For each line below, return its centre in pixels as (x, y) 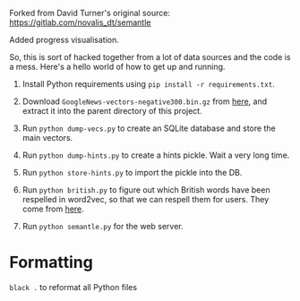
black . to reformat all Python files (73, 287)
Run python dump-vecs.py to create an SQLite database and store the (149, 128)
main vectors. (47, 138)
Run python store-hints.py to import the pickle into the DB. (132, 172)
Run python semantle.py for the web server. (103, 226)
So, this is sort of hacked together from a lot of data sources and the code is (150, 57)
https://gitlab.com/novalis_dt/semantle (80, 22)
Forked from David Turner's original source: (90, 13)
